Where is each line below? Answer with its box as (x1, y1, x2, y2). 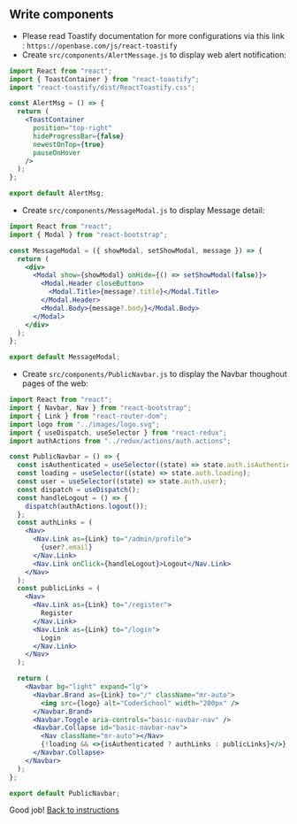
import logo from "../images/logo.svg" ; (9, 420, 161, 428)
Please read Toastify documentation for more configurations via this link (21, 30, 285, 41)
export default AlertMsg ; (9, 189, 104, 198)
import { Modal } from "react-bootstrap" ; (9, 230, 168, 239)
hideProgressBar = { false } (32, 132, 125, 141)
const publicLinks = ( (17, 584, 101, 593)
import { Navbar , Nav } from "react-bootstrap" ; (9, 404, 192, 412)
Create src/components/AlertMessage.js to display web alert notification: (21, 49, 287, 60)
